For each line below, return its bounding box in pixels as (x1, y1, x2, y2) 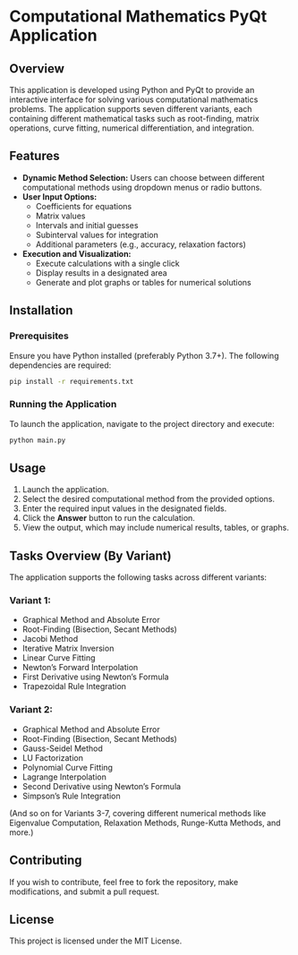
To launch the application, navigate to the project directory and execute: (9, 418, 275, 429)
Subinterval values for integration (35, 229, 158, 240)
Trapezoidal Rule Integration (21, 681, 127, 692)
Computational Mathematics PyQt (9, 6, 268, 27)
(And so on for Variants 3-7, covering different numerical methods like (9, 807, 267, 818)
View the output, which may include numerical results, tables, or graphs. (21, 522, 289, 533)
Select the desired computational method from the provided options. (21, 494, 276, 505)
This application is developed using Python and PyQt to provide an (9, 85, 255, 95)
